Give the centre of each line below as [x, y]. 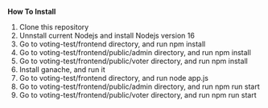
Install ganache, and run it [62, 70]
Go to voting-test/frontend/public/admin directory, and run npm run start [140, 86]
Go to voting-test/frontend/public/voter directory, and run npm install [134, 61]
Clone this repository [54, 27]
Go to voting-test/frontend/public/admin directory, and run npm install [135, 52]
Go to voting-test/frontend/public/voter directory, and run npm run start [138, 95]
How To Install [32, 12]
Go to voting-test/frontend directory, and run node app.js [113, 78]
